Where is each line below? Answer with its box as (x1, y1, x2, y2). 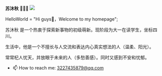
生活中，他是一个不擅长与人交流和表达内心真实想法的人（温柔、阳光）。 (5, 44, 154, 50)
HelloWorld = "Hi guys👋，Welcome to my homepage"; (5, 16, 118, 22)
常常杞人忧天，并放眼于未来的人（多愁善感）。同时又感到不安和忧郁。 (5, 54, 149, 60)
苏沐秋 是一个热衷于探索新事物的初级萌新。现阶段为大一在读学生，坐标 (5, 27, 153, 33)
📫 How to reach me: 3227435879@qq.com (12, 65, 104, 70)
